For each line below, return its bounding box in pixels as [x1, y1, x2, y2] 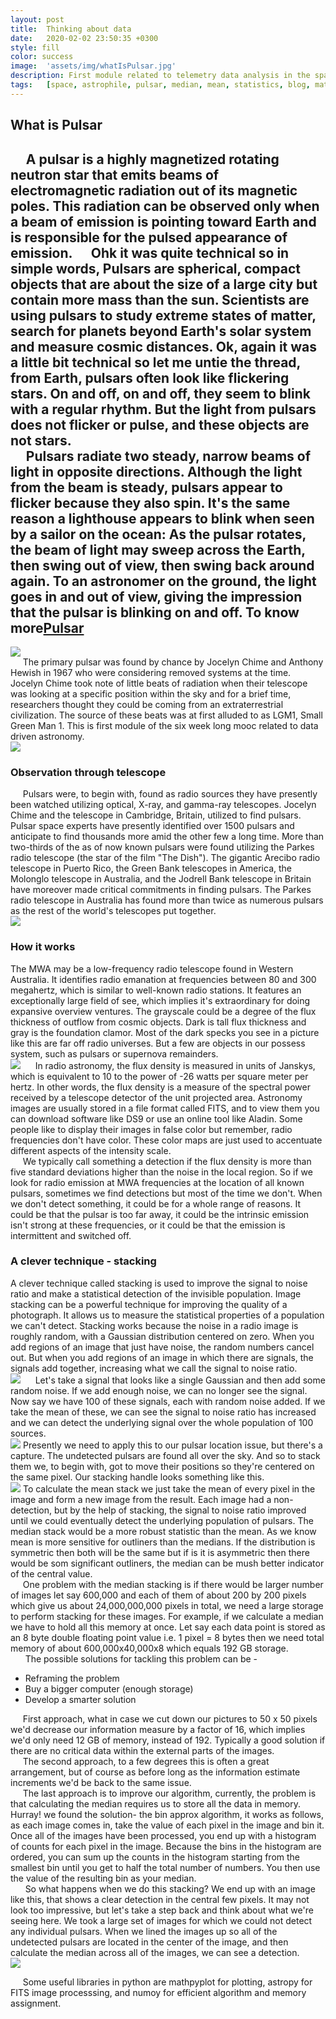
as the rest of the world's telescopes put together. [10, 905, 217, 917]
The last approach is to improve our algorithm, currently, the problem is [22, 1787, 317, 1799]
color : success [10, 52, 74, 62]
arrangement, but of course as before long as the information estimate [10, 1766, 301, 1778]
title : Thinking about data [10, 24, 132, 34]
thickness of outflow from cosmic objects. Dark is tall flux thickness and [10, 1016, 307, 1028]
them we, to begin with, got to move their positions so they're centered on [10, 1460, 315, 1472]
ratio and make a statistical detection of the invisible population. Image [10, 1287, 302, 1300]
